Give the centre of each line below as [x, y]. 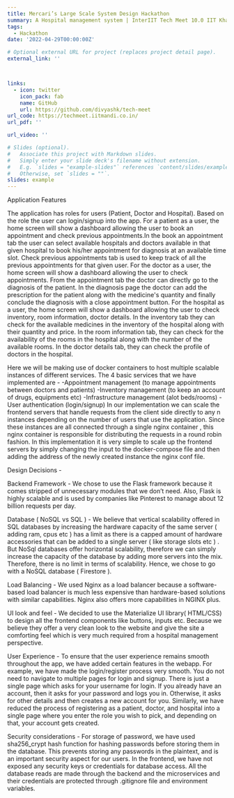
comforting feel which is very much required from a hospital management [113, 635]
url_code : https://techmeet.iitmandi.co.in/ [73, 116]
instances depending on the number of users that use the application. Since [116, 420]
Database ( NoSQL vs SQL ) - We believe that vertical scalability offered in [114, 520]
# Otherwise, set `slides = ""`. [59, 174]
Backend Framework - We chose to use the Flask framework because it [110, 484]
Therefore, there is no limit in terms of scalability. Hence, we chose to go [111, 564]
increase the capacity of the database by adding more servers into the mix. [115, 557]
